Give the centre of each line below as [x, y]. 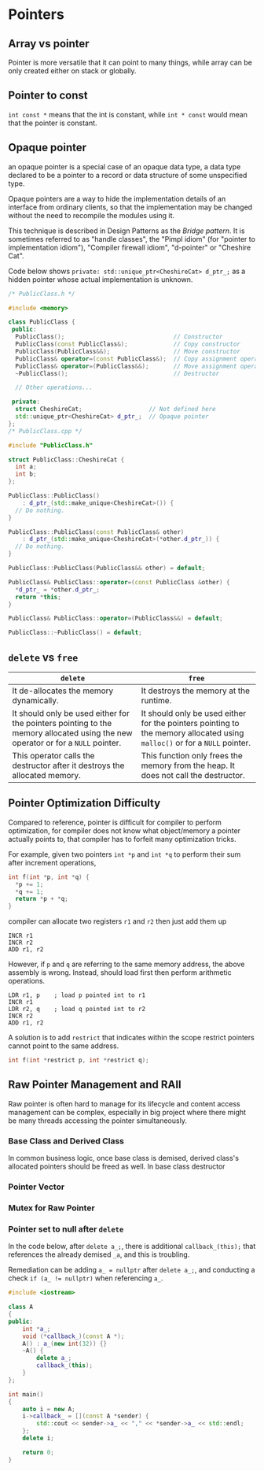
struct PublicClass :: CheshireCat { [66, 459]
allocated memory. [46, 775]
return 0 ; [38, 1452]
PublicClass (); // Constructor [119, 337]
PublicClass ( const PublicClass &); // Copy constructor [128, 344]
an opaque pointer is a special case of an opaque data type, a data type [125, 166]
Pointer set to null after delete [66, 1228]
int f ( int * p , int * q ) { [49, 877]
